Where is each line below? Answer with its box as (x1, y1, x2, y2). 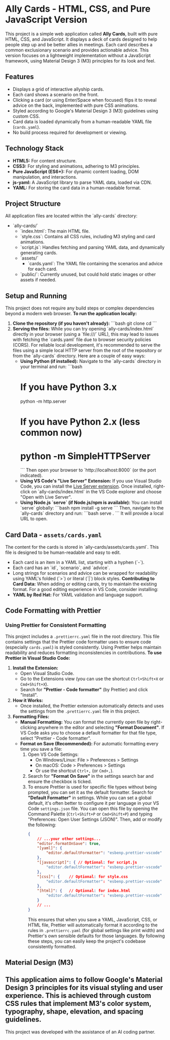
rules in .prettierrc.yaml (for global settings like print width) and (27, 927, 164, 933)
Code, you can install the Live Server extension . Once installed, (20, 483, 153, 489)
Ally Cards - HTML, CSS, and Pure (5, 3, 151, 15)
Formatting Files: (12, 713, 50, 719)
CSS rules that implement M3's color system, (5, 999, 151, 1008)
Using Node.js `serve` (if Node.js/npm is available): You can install (20, 499, 162, 505)
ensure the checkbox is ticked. (27, 778, 92, 784)
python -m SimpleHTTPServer (20, 450, 151, 462)
